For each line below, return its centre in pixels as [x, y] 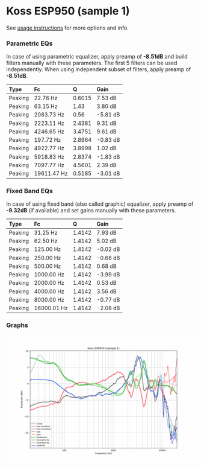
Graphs [17, 325]
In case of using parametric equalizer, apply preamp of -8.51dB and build [97, 57]
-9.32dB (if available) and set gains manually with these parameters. [91, 211]
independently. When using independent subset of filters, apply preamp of [99, 69]
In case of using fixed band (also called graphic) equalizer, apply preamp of [100, 204]
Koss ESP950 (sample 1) [68, 11]
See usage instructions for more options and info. [68, 28]
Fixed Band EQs [29, 191]
